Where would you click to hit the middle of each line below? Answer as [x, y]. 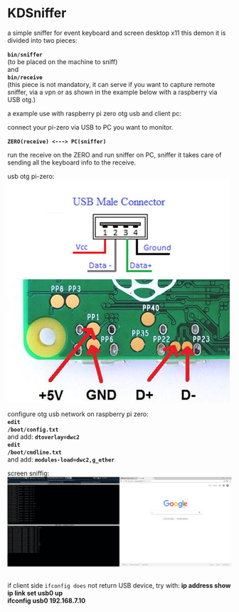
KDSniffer [37, 13]
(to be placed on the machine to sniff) [63, 61]
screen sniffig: [28, 473]
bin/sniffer [25, 55]
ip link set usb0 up [35, 593]
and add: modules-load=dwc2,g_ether [61, 459]
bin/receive [25, 77]
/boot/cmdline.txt [34, 452]
